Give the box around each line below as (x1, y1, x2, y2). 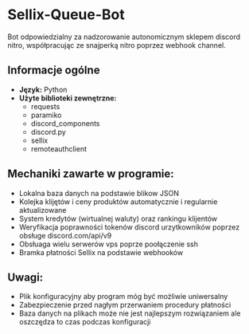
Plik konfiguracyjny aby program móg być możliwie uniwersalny (18, 292, 228, 301)
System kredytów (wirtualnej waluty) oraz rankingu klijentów (18, 214, 218, 223)
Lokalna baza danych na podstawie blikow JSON (18, 188, 180, 198)
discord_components (30, 118, 100, 128)
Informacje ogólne (7, 64, 100, 77)
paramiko (30, 110, 62, 120)
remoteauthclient (30, 143, 87, 153)
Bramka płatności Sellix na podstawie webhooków (18, 247, 184, 257)
